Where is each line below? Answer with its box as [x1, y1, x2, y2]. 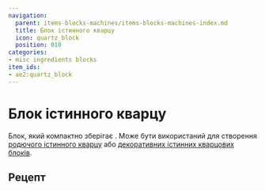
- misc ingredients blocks [8, 56, 97, 64]
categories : [8, 48, 47, 56]
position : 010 [15, 41, 62, 49]
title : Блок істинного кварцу [15, 26, 115, 34]
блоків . [8, 147, 32, 157]
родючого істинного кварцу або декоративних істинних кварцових [8, 139, 235, 149]
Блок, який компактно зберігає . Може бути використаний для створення [8, 131, 257, 140]
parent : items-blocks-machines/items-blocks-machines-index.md [15, 19, 228, 27]
